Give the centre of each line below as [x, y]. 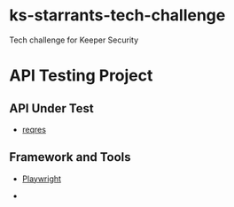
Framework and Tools [70, 157]
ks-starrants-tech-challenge [117, 15]
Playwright [42, 179]
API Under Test [52, 108]
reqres [34, 129]
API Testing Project [81, 76]
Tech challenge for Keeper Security [74, 40]
